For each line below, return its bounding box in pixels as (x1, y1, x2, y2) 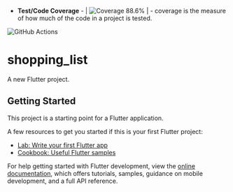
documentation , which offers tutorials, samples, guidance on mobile (7, 169, 203, 177)
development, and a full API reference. (7, 177, 118, 185)
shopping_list (7, 52, 88, 68)
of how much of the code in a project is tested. (17, 14, 153, 22)
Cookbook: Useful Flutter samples (17, 148, 116, 156)
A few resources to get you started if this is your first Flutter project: (7, 127, 203, 135)
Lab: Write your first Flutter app (17, 140, 108, 149)
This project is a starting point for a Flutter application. (7, 114, 164, 122)
